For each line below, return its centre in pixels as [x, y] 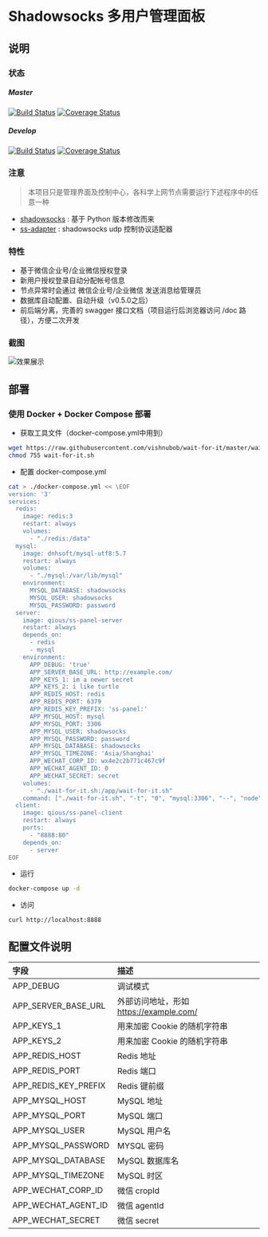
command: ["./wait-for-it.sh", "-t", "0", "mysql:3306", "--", [130, 798]
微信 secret [138, 1221]
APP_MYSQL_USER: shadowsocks [78, 731]
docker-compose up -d [44, 889]
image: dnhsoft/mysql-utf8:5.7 [75, 553]
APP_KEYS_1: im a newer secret [81, 680]
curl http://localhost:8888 [55, 920]
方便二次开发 [58, 321]
